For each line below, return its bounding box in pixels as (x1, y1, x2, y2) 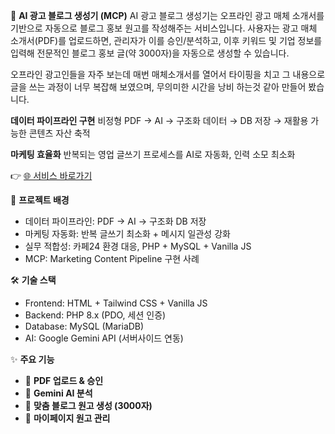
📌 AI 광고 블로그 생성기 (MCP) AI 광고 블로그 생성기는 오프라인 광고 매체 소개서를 (10, 10, 325, 21)
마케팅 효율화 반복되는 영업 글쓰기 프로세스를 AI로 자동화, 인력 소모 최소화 (10, 149, 296, 160)
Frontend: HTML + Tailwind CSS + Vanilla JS (24, 297, 208, 309)
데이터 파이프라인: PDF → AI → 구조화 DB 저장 (24, 215, 207, 227)
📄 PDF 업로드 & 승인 (24, 375, 104, 386)
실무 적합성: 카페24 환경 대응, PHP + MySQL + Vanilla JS (24, 240, 252, 252)
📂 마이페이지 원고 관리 (24, 412, 111, 424)
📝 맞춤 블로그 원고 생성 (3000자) (24, 400, 153, 411)
